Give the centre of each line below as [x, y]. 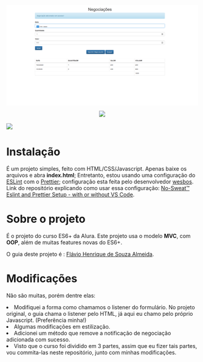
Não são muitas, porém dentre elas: [51, 296]
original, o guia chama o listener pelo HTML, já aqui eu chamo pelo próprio [100, 314]
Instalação [33, 152]
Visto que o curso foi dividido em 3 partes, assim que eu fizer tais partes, [106, 346]
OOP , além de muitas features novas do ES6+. [64, 242]
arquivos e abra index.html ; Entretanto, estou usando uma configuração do [101, 176]
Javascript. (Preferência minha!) [46, 320]
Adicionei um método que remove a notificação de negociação [93, 333]
